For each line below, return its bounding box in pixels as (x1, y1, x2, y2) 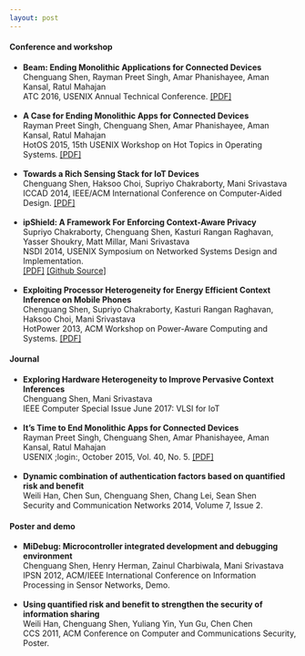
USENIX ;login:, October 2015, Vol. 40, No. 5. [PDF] (22, 452, 214, 463)
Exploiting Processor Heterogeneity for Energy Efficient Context (22, 284, 271, 295)
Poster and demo (9, 520, 76, 531)
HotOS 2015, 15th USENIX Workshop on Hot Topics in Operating (22, 138, 262, 150)
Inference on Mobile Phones (22, 293, 132, 305)
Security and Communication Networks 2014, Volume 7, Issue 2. (22, 500, 264, 511)
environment (22, 550, 73, 561)
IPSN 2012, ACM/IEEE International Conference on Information (22, 570, 257, 581)
